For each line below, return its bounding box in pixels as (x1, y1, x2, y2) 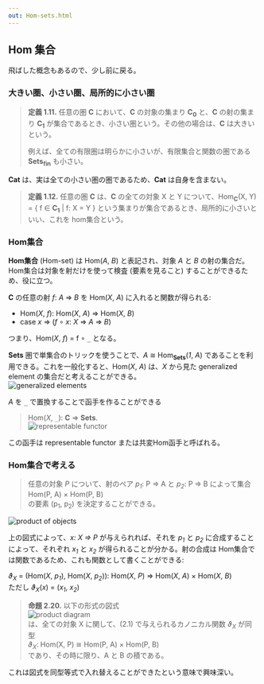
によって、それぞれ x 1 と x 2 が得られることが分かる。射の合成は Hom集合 (8, 544, 249, 555)
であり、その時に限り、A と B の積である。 (27, 651, 169, 660)
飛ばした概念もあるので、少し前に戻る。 (8, 65, 141, 76)
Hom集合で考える (8, 459, 76, 470)
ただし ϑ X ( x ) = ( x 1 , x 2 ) (8, 582, 80, 593)
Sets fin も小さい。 (27, 157, 88, 168)
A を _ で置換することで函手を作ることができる (8, 397, 161, 406)
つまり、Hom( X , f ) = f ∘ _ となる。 (8, 333, 121, 343)
